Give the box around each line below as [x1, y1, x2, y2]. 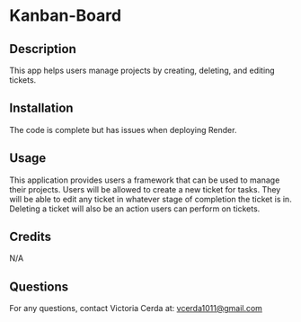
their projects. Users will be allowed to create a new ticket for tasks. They [9, 183, 281, 194]
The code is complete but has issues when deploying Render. [9, 124, 237, 135]
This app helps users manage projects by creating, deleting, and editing [9, 65, 276, 76]
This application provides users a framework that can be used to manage [9, 174, 280, 185]
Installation [9, 101, 74, 116]
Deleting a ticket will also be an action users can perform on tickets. [9, 203, 261, 214]
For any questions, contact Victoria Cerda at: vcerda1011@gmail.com [9, 303, 263, 314]
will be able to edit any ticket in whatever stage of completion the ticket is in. [9, 193, 292, 204]
